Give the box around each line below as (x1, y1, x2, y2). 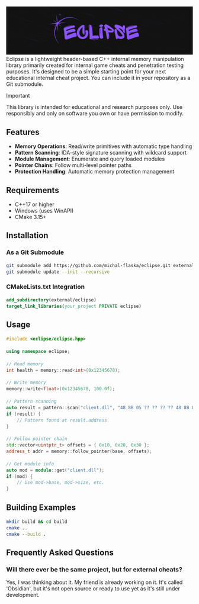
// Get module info (6, 461, 54, 467)
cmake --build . (6, 531, 46, 537)
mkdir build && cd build (6, 519, 68, 525)
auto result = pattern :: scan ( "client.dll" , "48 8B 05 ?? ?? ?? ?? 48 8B (6, 404, 190, 410)
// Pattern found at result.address (17, 417, 108, 423)
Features (6, 127, 40, 137)
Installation (6, 230, 49, 240)
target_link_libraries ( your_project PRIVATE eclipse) (6, 303, 142, 309)
